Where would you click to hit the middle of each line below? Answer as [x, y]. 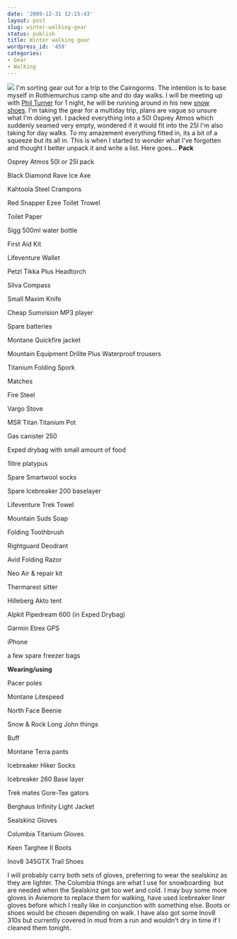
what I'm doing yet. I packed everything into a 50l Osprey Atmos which [110, 118]
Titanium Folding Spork [41, 367]
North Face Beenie [35, 710]
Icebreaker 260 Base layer [46, 779]
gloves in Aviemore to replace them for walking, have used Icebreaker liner [116, 897]
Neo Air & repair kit [35, 573]
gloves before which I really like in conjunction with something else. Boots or [119, 905]
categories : [25, 54]
